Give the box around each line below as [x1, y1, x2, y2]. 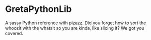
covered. [5, 30, 23, 36]
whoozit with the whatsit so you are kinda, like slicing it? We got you [5, 25, 145, 31]
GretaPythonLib [5, 3, 72, 15]
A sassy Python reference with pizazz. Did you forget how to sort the [5, 20, 147, 26]
